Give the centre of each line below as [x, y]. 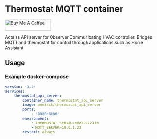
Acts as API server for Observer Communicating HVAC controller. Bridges [78, 37]
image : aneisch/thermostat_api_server [62, 105]
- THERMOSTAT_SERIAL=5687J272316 [65, 123]
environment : [36, 118]
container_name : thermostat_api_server [63, 101]
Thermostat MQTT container [64, 9]
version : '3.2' [20, 87]
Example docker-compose [37, 77]
